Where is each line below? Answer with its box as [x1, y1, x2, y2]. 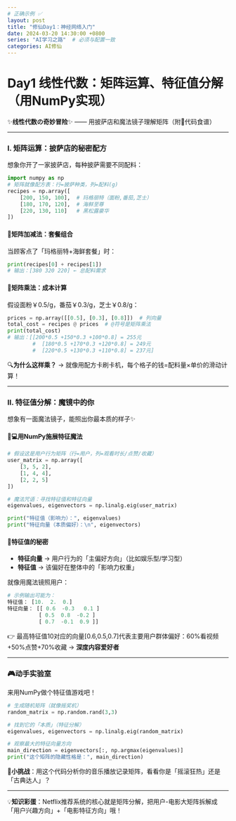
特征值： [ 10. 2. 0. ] [7, 598, 72, 606]
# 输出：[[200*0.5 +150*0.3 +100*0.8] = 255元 [7, 334, 142, 341]
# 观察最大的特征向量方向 [7, 740, 72, 748]
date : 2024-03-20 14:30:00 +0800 [7, 29, 105, 37]
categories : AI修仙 [7, 43, 63, 50]
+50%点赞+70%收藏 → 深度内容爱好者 [7, 643, 119, 651]
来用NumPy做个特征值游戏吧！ [7, 688, 96, 696]
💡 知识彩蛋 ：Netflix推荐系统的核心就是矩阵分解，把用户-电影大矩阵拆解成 [7, 798, 218, 806]
